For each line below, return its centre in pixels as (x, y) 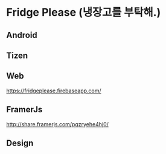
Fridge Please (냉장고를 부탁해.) (84, 12)
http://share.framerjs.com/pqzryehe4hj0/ (57, 124)
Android (22, 35)
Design (20, 143)
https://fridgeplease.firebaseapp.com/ (54, 91)
